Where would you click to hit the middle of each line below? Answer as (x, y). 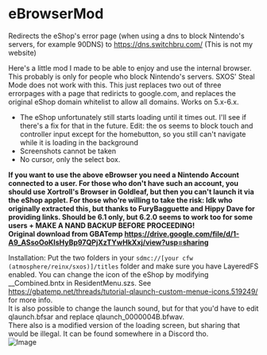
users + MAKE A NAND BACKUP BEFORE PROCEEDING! (102, 225)
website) (23, 52)
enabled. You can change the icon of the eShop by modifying (108, 274)
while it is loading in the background (79, 142)
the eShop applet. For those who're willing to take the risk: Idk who (120, 200)
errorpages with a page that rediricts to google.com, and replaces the (122, 93)
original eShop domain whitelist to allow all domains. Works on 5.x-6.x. (124, 102)
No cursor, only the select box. (70, 159)
